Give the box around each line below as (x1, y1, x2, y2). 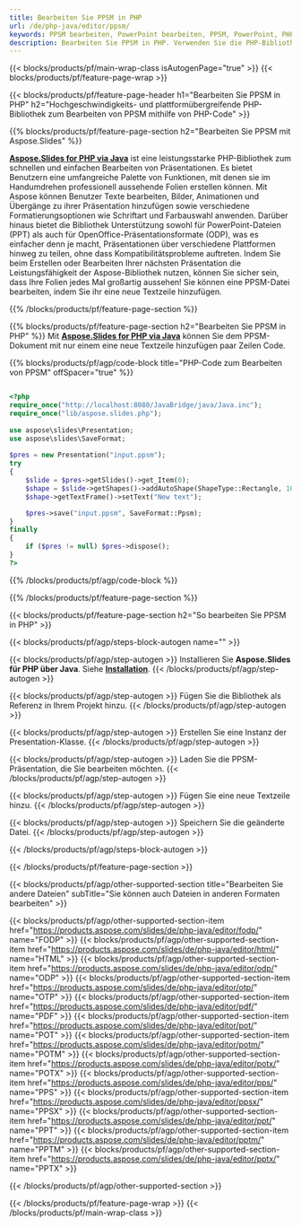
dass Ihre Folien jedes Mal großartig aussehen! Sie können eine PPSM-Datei (9, 277, 290, 288)
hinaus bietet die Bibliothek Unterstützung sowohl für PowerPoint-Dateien (9, 220, 282, 231)
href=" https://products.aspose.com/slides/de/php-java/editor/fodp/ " (9, 925, 262, 935)
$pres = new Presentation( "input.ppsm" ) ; (9, 450, 167, 460)
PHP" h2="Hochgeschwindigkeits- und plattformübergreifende (9, 100, 242, 110)
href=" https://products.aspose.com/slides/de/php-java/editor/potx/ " (27, 1057, 280, 1068)
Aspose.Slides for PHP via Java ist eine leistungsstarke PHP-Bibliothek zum (9, 153, 292, 164)
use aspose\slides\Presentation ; (9, 425, 134, 435)
